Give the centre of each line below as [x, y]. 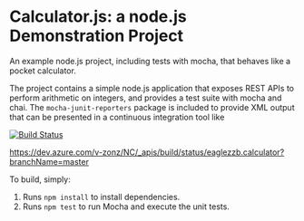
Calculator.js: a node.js [98, 17]
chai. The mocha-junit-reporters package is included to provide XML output [152, 107]
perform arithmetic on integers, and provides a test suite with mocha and [146, 98]
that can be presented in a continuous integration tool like [117, 117]
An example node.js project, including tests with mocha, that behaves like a [150, 61]
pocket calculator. [43, 71]
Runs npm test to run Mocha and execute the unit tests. [126, 207]
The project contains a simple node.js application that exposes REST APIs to [152, 88]
